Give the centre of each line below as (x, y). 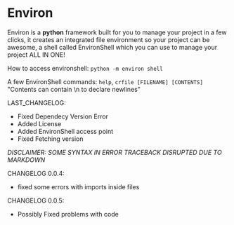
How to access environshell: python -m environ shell (85, 68)
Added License (39, 123)
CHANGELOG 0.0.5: (36, 200)
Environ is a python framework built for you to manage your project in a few (117, 32)
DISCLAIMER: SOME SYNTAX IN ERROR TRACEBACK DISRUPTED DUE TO (115, 152)
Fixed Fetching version (50, 139)
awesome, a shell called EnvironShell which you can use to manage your (112, 47)
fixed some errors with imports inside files (78, 186)
